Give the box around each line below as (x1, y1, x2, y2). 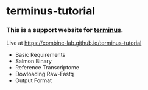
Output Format (15, 77, 52, 84)
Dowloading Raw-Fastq (15, 71, 74, 78)
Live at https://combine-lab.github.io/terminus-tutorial (6, 39, 142, 47)
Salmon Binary (15, 57, 52, 65)
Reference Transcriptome (15, 64, 79, 71)
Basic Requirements (15, 51, 66, 59)
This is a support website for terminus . (6, 26, 124, 34)
